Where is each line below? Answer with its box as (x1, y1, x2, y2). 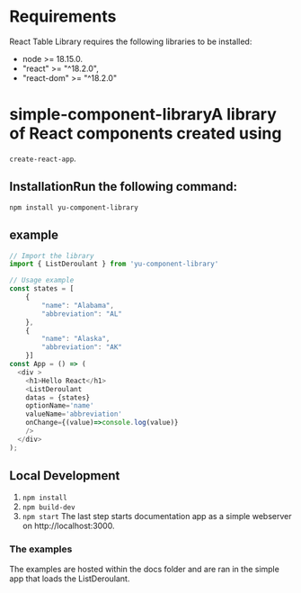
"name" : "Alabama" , (41, 301, 115, 310)
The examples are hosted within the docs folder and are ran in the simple (9, 563, 280, 574)
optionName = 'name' (25, 401, 94, 410)
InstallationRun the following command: (9, 179, 238, 194)
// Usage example (9, 276, 75, 285)
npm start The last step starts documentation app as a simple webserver (22, 511, 292, 522)
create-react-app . (9, 153, 76, 164)
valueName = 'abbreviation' (25, 409, 123, 419)
